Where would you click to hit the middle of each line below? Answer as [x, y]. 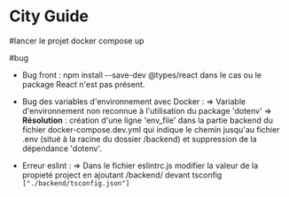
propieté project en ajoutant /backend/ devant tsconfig [122, 175]
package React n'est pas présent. [83, 84]
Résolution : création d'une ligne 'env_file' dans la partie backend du [147, 120]
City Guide [49, 16]
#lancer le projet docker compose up [77, 41]
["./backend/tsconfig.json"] [76, 183]
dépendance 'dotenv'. [62, 148]
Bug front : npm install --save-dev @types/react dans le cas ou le [141, 75]
